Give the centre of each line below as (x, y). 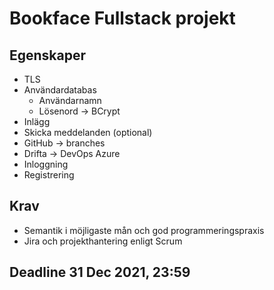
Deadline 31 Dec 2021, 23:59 (100, 272)
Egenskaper (48, 55)
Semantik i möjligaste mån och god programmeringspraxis (144, 230)
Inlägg (37, 121)
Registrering (49, 175)
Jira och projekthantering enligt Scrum (103, 241)
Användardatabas (60, 90)
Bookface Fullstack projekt (122, 18)
